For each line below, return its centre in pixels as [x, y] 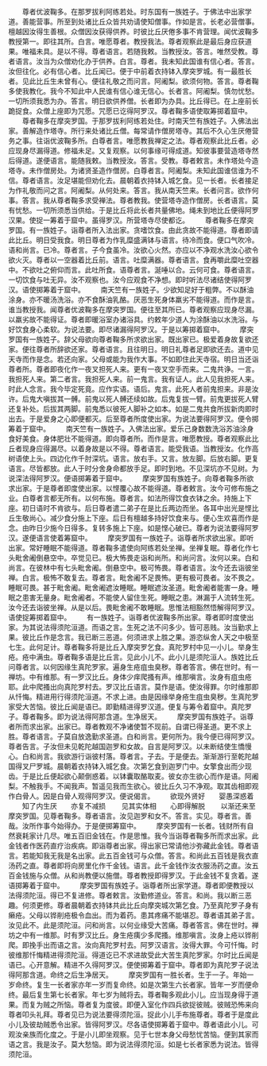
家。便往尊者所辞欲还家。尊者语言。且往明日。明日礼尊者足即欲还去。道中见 [133, 349]
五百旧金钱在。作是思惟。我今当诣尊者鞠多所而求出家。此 [164, 836]
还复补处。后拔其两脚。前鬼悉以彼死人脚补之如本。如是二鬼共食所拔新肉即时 [133, 409]
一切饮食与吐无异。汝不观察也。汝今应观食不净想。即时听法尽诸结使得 [123, 280]
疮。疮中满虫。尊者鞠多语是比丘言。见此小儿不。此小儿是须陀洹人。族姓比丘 [133, 657]
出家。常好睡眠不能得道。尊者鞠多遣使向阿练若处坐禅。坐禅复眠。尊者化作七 [133, 548]
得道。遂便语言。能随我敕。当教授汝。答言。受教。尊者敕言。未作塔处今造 [137, 160]
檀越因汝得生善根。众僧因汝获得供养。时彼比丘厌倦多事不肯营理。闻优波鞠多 [133, 31]
